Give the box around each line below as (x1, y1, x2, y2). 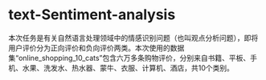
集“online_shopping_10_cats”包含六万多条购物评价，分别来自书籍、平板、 (8, 53, 251, 62)
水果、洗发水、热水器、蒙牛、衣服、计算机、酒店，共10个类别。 (22, 62, 235, 73)
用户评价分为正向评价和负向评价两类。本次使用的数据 (8, 42, 185, 53)
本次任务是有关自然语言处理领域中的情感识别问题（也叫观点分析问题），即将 (8, 33, 259, 42)
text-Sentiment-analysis (8, 6, 176, 24)
